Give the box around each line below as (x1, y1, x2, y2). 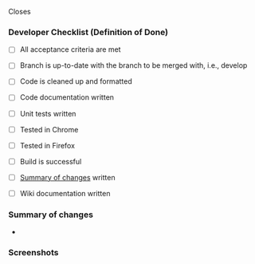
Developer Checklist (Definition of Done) (8, 26, 169, 37)
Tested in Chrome (19, 124, 79, 134)
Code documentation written (19, 93, 114, 102)
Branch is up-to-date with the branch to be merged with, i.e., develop (19, 61, 248, 70)
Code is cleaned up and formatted (19, 77, 133, 86)
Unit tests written (19, 108, 76, 118)
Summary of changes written (19, 172, 116, 182)
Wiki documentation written (19, 188, 111, 198)
